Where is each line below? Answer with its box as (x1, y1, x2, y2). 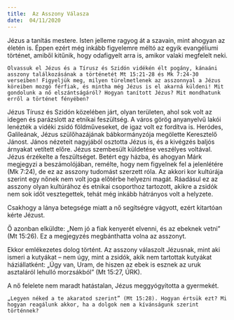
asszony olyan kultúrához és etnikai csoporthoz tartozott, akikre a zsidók (7, 182, 218, 190)
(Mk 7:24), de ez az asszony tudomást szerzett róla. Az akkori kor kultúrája (7, 167, 223, 175)
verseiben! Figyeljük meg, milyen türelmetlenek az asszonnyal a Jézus (7, 76, 221, 84)
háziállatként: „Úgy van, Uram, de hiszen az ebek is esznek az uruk (7, 260, 201, 269)
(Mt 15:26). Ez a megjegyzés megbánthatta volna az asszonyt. (7, 232, 187, 240)
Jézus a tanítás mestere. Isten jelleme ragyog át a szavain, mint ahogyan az (7, 36, 226, 44)
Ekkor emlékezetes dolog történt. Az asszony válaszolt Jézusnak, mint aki (7, 245, 221, 253)
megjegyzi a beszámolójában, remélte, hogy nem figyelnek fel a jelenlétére (7, 159, 223, 168)
